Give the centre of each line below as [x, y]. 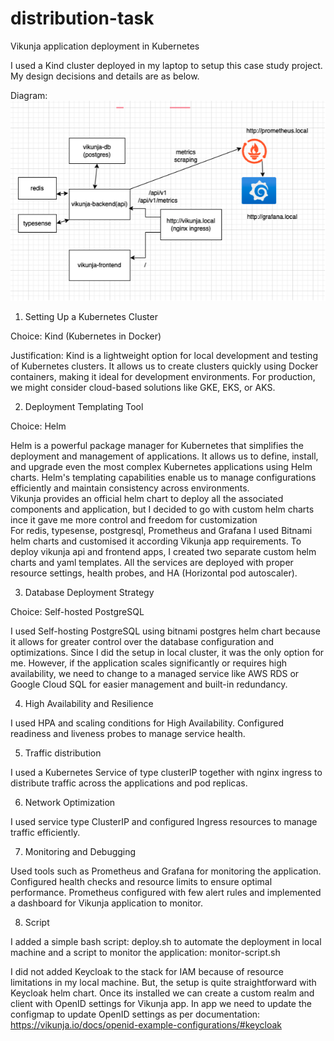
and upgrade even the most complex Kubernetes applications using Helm [161, 466]
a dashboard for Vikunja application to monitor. [106, 903]
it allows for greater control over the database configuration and [142, 641]
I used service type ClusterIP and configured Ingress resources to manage [164, 821]
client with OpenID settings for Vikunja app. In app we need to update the [161, 1003]
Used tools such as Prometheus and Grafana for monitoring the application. [166, 871]
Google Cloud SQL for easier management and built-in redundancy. [149, 684]
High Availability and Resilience [89, 703]
